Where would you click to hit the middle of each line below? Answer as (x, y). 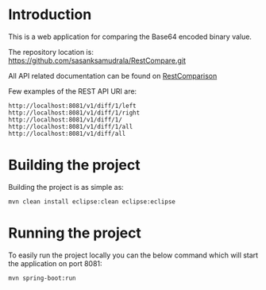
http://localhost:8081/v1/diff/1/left (72, 106)
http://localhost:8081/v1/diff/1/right (74, 113)
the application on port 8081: (55, 263)
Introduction (50, 15)
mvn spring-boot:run (42, 278)
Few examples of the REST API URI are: (73, 91)
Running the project (75, 233)
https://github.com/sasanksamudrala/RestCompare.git (97, 60)
